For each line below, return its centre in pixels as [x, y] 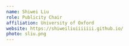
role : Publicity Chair [34, 17]
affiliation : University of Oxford [50, 23]
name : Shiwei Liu [28, 12]
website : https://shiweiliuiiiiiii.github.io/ [65, 28]
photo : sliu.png [26, 34]
